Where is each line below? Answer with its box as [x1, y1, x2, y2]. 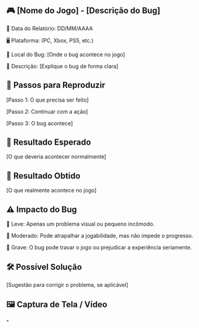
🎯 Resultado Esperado [6, 137, 91, 148]
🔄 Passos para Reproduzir [6, 80, 106, 90]
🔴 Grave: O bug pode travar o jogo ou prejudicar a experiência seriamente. [6, 244, 192, 251]
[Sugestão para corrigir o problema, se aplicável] [6, 281, 129, 288]
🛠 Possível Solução [6, 262, 82, 272]
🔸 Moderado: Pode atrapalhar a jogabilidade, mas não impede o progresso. [6, 232, 194, 240]
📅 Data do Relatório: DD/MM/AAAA [6, 24, 93, 32]
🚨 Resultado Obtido [6, 171, 80, 181]
